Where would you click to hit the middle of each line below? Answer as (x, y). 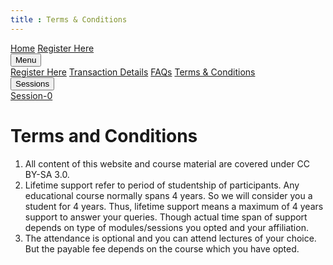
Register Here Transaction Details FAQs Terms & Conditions (133, 72)
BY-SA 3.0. (47, 174)
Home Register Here (52, 48)
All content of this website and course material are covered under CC (167, 163)
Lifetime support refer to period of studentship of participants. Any (162, 185)
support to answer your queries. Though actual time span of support (166, 217)
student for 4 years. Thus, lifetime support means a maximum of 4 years (174, 206)
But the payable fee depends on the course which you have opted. (162, 248)
